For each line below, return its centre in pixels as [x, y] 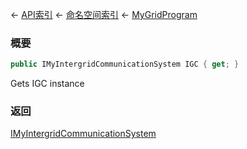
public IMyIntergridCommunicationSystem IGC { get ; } [125, 64]
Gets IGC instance [47, 84]
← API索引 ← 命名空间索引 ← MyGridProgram [104, 14]
